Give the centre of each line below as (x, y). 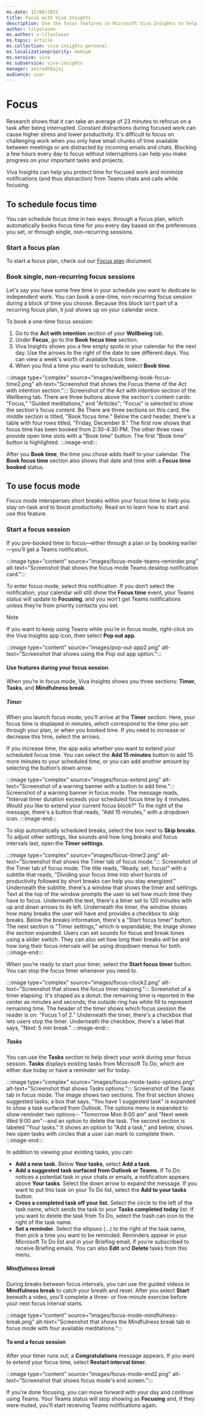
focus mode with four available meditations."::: (65, 1328)
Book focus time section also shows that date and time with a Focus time (99, 460)
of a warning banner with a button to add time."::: (113, 786)
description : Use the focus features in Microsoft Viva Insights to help (102, 23)
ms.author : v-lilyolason (38, 35)
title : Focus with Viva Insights (49, 18)
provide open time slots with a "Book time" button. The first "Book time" (97, 435)
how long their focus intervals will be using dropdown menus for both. (94, 945)
